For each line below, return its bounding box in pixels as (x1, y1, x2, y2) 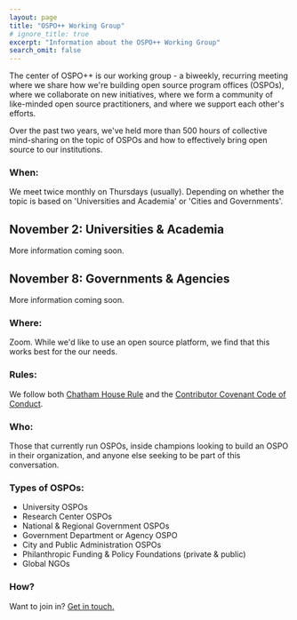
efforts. (9, 108, 36, 119)
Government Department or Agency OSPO (21, 530, 178, 541)
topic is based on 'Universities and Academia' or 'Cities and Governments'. (9, 196, 284, 207)
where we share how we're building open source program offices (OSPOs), (9, 80, 285, 91)
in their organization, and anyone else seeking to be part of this (9, 449, 241, 460)
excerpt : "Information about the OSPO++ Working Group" (9, 37, 221, 47)
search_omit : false (9, 46, 82, 55)
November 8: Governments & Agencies (9, 271, 230, 286)
